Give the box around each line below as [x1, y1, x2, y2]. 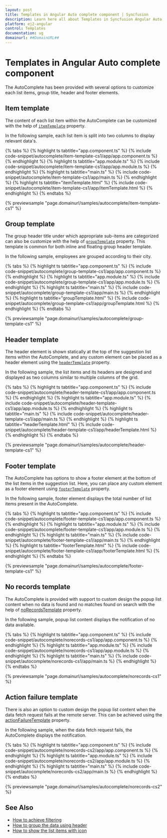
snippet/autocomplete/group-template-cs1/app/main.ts [5, 290, 119, 296]
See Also [5, 803, 33, 812]
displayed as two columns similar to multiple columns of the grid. [5, 374, 139, 380]
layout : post [5, 7, 32, 13]
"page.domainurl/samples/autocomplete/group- [44, 316, 144, 322]
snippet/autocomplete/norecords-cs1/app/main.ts [5, 658, 107, 664]
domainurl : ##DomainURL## [5, 36, 59, 41]
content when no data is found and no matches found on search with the [5, 601, 155, 607]
